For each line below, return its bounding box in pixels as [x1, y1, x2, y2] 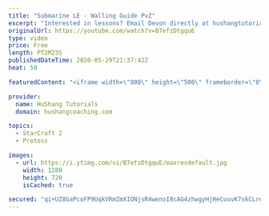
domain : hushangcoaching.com [15, 107, 113, 116]
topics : [8, 122, 34, 130]
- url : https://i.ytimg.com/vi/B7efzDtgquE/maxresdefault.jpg [15, 158, 227, 166]
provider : [8, 93, 42, 101]
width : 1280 [22, 166, 62, 174]
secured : [8, 195, 38, 204]
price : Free [8, 42, 48, 50]
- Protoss [15, 137, 48, 145]
